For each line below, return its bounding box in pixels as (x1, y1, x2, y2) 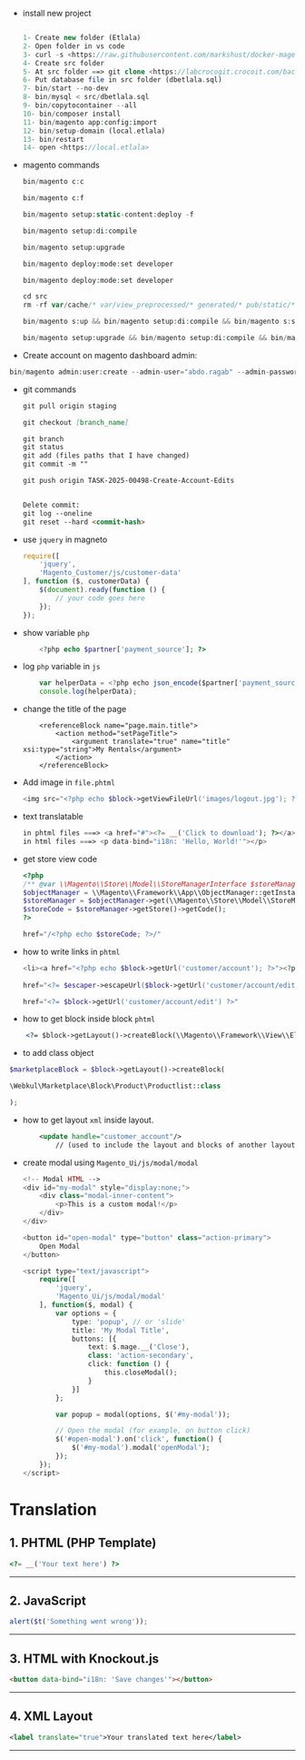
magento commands (22, 159, 100, 171)
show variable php (22, 627, 90, 638)
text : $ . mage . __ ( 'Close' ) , (87, 1343, 191, 1352)
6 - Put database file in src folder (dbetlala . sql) (22, 75, 222, 85)
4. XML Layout (9, 1709, 93, 1725)
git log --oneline (22, 508, 93, 518)
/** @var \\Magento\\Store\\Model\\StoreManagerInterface (22, 880, 247, 889)
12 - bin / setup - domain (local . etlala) (22, 126, 166, 136)
